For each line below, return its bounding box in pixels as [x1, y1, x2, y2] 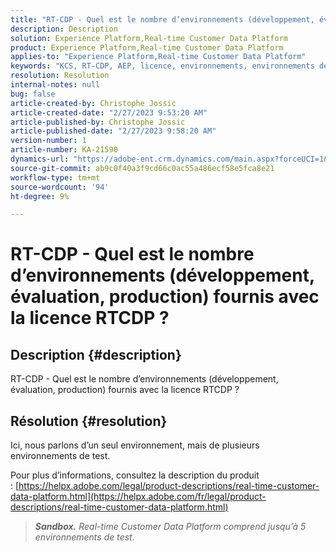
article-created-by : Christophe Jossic [10, 98, 177, 108]
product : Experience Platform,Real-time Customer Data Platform [10, 42, 284, 53]
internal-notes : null [10, 80, 101, 90]
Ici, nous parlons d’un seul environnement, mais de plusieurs [10, 439, 260, 451]
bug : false [10, 89, 56, 99]
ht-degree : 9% [10, 191, 70, 201]
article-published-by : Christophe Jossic [10, 117, 186, 127]
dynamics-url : [10, 154, 70, 164]
